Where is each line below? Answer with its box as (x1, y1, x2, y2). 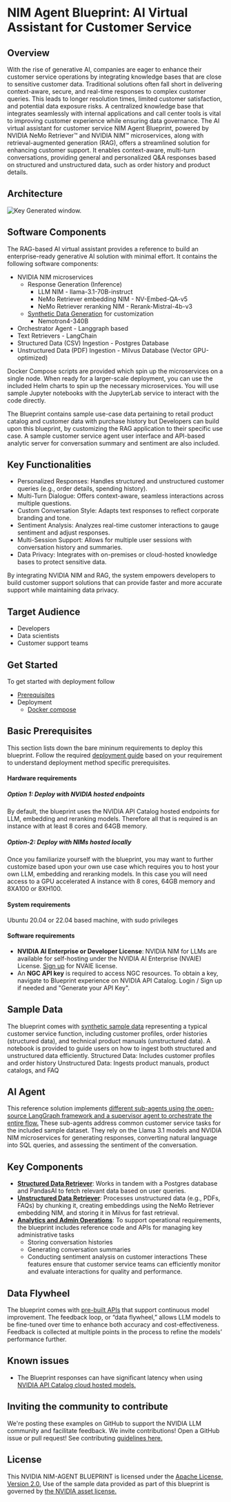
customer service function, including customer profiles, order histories (7, 1029, 208, 1037)
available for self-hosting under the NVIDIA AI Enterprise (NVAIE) (17, 954, 202, 963)
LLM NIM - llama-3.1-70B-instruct (37, 287, 133, 296)
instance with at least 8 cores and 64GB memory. (7, 822, 148, 830)
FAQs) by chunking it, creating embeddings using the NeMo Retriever (17, 1202, 214, 1210)
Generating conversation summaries (27, 1245, 131, 1254)
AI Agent (7, 1086, 46, 1098)
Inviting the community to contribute (7, 1400, 169, 1413)
